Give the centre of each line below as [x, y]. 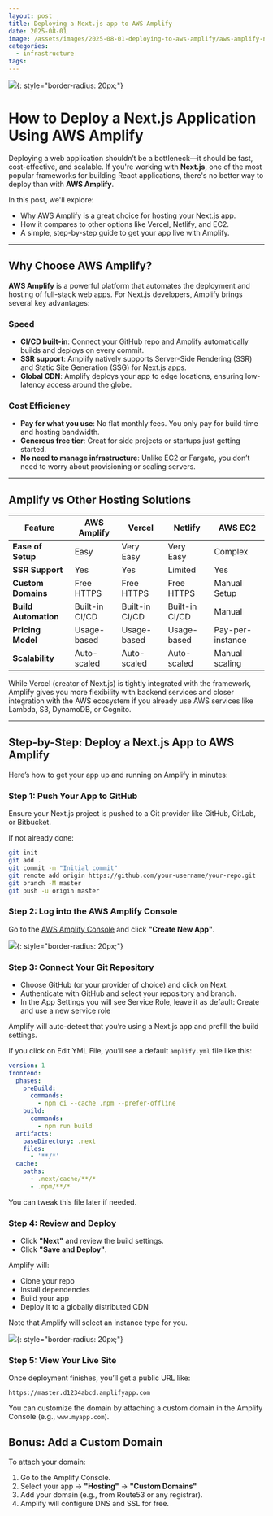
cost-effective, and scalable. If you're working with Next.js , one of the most [135, 167]
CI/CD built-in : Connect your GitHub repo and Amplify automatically [134, 341]
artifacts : [34, 1134]
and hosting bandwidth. [60, 432]
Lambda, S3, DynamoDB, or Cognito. [70, 710]
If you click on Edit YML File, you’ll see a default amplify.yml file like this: [130, 1050]
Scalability [33, 658]
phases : [29, 1081]
